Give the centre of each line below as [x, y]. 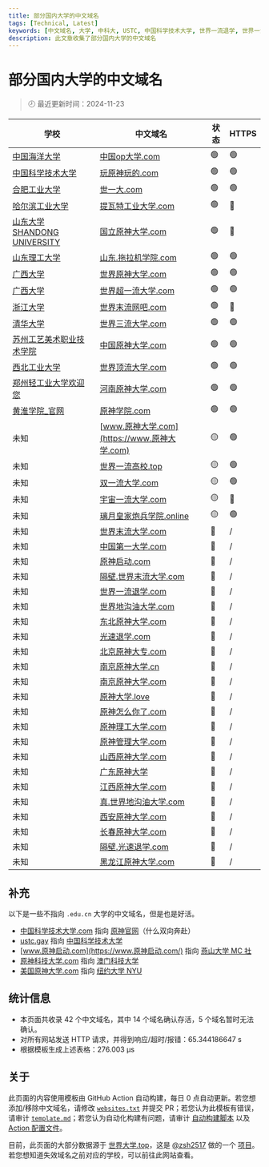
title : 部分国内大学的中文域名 [54, 16]
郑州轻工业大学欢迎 [49, 383]
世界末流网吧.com [133, 307]
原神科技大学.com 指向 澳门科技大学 [79, 961]
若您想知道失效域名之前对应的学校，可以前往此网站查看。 [103, 1155]
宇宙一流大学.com [133, 499]
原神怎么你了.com [133, 712]
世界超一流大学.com [137, 291]
